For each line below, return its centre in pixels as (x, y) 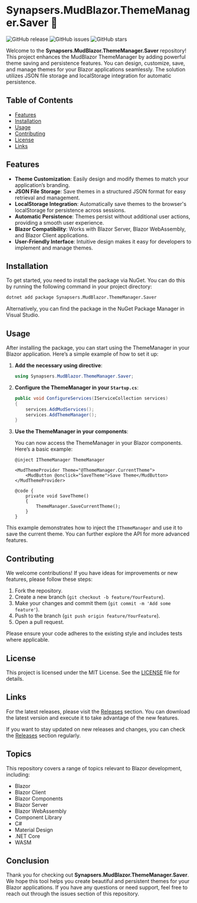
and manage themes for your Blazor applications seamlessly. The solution (96, 69)
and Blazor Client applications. (52, 235)
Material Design (34, 830)
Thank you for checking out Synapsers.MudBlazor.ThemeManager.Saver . (98, 875)
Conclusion (28, 861)
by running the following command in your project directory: (79, 287)
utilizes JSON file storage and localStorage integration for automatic (89, 75)
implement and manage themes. (54, 248)
